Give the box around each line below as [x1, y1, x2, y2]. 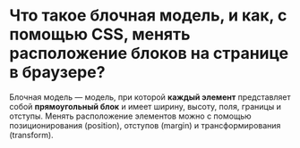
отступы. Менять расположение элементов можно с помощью [9, 111, 252, 121]
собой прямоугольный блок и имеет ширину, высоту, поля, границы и [9, 101, 282, 111]
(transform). [9, 129, 54, 140]
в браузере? [9, 62, 106, 83]
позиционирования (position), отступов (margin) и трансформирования [9, 119, 281, 130]
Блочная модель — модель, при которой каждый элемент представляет [9, 91, 291, 103]
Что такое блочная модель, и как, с [9, 5, 287, 26]
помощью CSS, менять [9, 24, 191, 45]
